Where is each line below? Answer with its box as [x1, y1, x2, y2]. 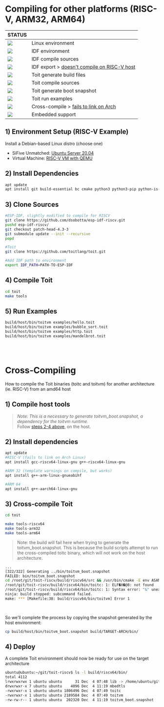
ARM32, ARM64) [15, 14, 85, 25]
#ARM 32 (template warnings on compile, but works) [5, 468, 112, 473]
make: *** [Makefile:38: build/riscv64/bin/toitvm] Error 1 [5, 596, 130, 601]
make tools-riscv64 [5, 522, 45, 526]
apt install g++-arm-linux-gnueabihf [5, 473, 82, 478]
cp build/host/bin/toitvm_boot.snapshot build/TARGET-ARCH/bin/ [5, 629, 139, 634]
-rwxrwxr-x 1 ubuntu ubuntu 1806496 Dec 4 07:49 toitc [5, 688, 121, 693]
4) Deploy [5, 643, 36, 651]
